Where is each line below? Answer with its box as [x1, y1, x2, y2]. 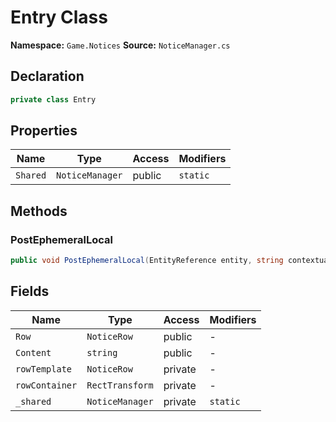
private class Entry [10, 94, 97, 105]
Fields [10, 283, 50, 300]
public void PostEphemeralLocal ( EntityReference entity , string [10, 256, 284, 266]
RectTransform [86, 379, 154, 391]
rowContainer [15, 379, 78, 391]
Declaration [10, 68, 85, 85]
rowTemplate [15, 363, 73, 375]
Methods [10, 202, 68, 220]
